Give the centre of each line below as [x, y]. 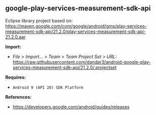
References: [18, 97]
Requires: [16, 77]
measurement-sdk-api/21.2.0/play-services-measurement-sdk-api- [75, 31]
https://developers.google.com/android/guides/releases [71, 107]
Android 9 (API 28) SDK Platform [48, 88]
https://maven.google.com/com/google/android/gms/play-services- [76, 26]
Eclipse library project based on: [39, 20]
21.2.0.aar [15, 37]
